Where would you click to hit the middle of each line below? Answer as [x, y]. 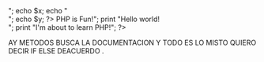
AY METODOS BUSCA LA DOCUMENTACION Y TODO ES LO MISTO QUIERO [132, 42]
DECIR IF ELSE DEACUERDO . [56, 51]
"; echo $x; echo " [38, 11]
